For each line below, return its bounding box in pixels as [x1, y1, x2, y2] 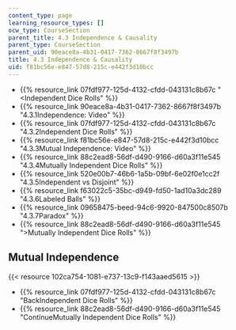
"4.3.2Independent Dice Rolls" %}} [19, 127, 133, 136]
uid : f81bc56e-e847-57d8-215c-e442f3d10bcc [8, 63, 154, 71]
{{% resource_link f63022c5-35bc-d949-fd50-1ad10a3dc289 [19, 185, 222, 195]
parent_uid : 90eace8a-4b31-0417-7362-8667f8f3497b [8, 48, 179, 56]
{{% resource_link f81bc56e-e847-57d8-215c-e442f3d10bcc [19, 135, 219, 145]
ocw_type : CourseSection [8, 26, 90, 34]
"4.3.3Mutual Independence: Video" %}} [19, 143, 152, 153]
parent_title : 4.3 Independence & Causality [8, 33, 158, 42]
